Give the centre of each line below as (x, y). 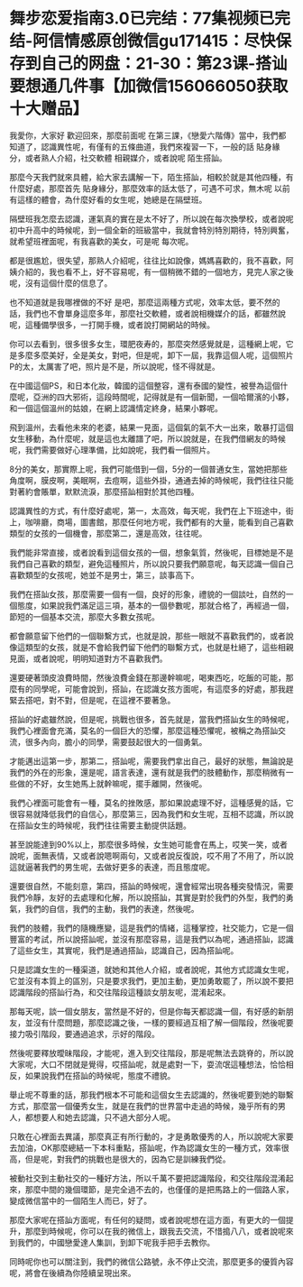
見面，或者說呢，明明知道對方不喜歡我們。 (88, 658)
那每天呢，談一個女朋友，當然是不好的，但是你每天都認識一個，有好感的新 (147, 1011)
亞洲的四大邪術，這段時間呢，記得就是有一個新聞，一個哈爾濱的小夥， (163, 397)
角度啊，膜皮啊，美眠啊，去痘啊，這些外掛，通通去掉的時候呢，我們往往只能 (151, 480)
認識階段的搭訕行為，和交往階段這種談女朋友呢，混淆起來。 (120, 992)
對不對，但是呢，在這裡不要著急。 (112, 700)
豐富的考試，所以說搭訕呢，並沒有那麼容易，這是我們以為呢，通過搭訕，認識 (151, 939)
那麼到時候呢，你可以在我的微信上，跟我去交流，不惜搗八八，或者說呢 (155, 1231)
